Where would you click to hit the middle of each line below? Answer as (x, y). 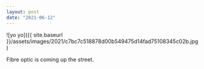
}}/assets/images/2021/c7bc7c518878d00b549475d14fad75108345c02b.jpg (102, 41)
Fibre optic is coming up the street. (50, 59)
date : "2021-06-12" (31, 18)
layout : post (23, 12)
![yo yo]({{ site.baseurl (34, 34)
